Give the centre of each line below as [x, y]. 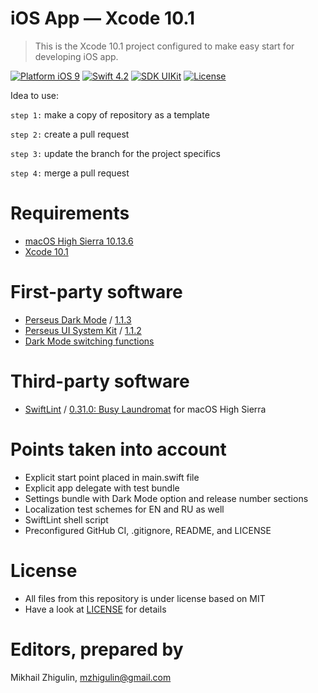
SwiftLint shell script [66, 519]
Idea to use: [35, 95]
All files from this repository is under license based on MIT [145, 598]
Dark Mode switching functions [89, 341]
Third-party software [100, 381]
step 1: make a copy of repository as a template [110, 114]
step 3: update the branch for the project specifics [115, 153]
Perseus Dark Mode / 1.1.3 [78, 319]
